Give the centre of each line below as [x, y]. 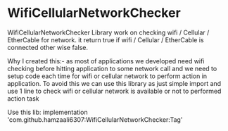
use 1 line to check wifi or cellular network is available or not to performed [114, 91]
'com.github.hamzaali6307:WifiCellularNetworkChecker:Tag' [95, 119]
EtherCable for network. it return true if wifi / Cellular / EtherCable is [106, 39]
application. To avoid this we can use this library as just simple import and [114, 83]
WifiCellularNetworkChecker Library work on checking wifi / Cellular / [108, 32]
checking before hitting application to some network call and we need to [112, 68]
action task [24, 98]
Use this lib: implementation [47, 112]
